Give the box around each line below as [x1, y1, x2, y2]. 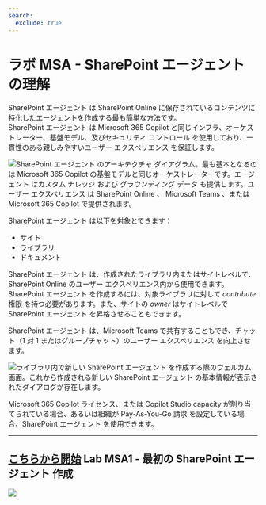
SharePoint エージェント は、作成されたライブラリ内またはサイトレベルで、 [8, 270, 256, 279]
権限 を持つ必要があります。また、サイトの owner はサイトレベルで [8, 299, 228, 309]
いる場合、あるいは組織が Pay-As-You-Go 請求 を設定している [35, 409, 238, 419]
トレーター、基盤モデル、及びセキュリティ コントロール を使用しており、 [8, 132, 247, 143]
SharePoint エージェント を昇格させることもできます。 [8, 309, 186, 319]
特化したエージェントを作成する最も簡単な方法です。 [8, 113, 181, 123]
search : [8, 11, 34, 20]
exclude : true [15, 19, 62, 27]
